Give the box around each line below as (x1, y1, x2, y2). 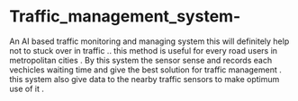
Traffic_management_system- (9, 6, 241, 27)
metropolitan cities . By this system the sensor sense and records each (9, 55, 273, 65)
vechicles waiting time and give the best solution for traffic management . (9, 64, 282, 75)
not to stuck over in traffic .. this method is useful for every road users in (9, 45, 277, 55)
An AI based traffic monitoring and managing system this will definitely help (9, 36, 290, 46)
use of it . (9, 83, 45, 94)
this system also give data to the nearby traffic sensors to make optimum (9, 73, 280, 84)
